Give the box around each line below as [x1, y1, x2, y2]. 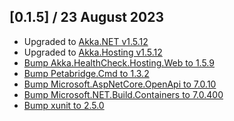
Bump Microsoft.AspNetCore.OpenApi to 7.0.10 [23, 78, 217, 90]
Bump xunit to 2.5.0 [23, 99, 105, 111]
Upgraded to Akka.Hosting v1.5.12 [23, 46, 163, 58]
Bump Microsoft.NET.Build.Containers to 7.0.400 [23, 88, 224, 100]
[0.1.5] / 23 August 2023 [9, 9, 165, 26]
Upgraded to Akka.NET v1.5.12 [23, 35, 149, 47]
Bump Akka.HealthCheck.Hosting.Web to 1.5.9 [23, 56, 215, 69]
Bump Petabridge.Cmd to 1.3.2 [23, 67, 150, 79]
